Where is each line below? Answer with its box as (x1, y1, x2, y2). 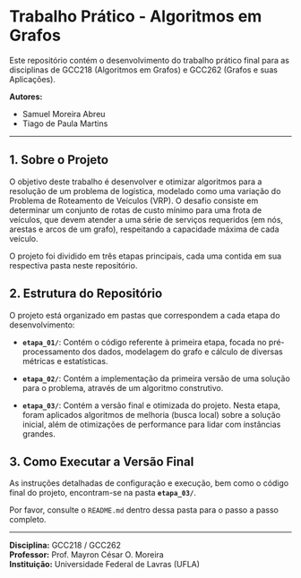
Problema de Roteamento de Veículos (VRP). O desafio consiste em (9, 195, 259, 206)
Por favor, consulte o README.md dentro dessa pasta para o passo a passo (9, 505, 279, 515)
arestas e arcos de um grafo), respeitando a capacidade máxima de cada (9, 224, 279, 234)
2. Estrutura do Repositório (9, 286, 163, 302)
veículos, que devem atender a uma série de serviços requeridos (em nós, (9, 214, 284, 225)
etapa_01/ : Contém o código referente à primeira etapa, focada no (21, 336, 267, 347)
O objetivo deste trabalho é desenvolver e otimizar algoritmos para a (9, 176, 262, 187)
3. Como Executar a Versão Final (9, 454, 194, 469)
